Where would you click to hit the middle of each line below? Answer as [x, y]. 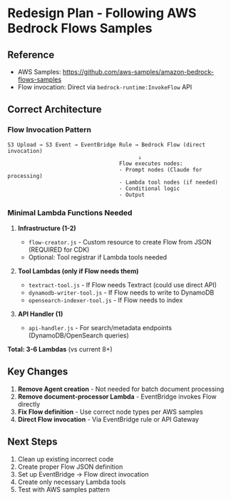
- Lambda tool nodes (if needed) [169, 182]
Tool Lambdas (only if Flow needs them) [78, 271]
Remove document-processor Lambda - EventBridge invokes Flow [117, 396]
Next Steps [32, 442]
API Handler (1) [40, 314]
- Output [132, 194]
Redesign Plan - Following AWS [102, 13]
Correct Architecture [55, 110]
